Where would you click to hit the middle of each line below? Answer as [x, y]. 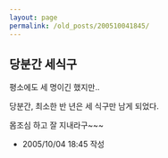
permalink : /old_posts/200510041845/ [80, 26]
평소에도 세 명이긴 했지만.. [55, 87]
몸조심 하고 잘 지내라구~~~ [57, 125]
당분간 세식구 [43, 64]
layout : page [34, 17]
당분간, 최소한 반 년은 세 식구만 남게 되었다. [84, 106]
